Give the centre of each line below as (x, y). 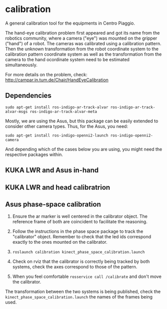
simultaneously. (21, 65)
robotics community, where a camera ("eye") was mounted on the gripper (81, 38)
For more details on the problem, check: (46, 74)
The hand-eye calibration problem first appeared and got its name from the (82, 33)
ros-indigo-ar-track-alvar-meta (63, 111)
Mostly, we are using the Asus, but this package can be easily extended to (82, 121)
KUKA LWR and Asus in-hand (52, 170)
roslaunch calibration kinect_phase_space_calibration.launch (78, 252)
